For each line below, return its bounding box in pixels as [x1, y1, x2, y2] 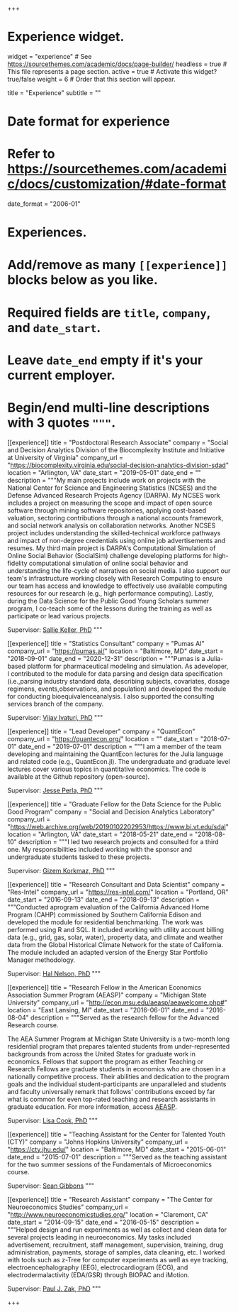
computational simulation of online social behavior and [28, 559, 188, 567]
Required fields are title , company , [7, 305, 211, 320]
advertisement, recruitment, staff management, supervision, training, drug [7, 1240, 224, 1249]
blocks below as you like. [7, 272, 158, 288]
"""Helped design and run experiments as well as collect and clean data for [7, 1225, 227, 1234]
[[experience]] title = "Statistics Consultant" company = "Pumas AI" [7, 639, 205, 647]
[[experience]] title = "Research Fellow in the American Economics [7, 983, 202, 991]
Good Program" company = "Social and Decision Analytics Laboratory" [7, 807, 215, 816]
